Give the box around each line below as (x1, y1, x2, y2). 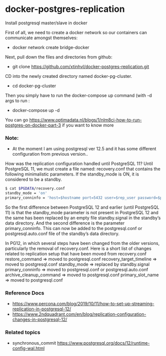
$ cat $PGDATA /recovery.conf (5, 186, 65, 191)
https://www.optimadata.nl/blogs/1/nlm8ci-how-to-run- (29, 117, 142, 122)
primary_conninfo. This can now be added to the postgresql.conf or (5, 225, 142, 231)
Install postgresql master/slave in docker (5, 20, 87, 26)
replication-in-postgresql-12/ (12, 306, 72, 312)
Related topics (5, 329, 41, 336)
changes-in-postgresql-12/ (12, 316, 68, 323)
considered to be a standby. (5, 177, 62, 182)
